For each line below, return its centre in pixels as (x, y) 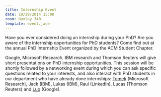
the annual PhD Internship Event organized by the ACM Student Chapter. (80, 48)
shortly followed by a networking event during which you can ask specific (81, 68)
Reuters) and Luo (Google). (33, 89)
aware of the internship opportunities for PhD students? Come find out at (80, 43)
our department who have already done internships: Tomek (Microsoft (77, 79)
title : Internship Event (31, 10)
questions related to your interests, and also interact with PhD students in (80, 73)
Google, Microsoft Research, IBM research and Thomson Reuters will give (81, 58)
